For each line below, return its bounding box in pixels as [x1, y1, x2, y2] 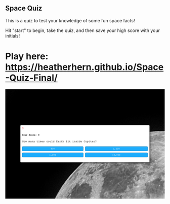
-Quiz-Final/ [5, 72, 58, 83]
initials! [5, 32, 20, 39]
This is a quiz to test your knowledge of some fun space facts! [5, 17, 135, 23]
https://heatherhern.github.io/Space [5, 61, 164, 73]
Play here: [5, 51, 49, 62]
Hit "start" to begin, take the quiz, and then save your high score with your [5, 27, 160, 33]
